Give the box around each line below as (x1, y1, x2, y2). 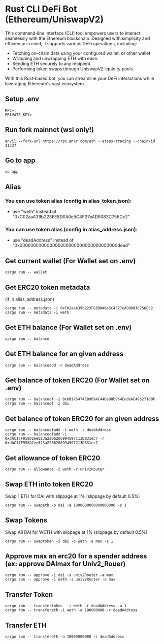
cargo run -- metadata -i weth (5, 310, 69, 315)
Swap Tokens (5, 516, 48, 524)
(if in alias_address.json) (5, 296, 55, 302)
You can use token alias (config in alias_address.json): (5, 226, 138, 233)
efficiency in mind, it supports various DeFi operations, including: (5, 40, 137, 46)
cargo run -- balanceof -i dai (5, 401, 69, 406)
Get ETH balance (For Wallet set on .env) (5, 323, 132, 332)
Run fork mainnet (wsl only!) (5, 125, 94, 134)
